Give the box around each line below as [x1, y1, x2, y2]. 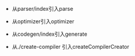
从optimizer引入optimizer [11, 18, 74, 25]
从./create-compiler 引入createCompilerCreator [11, 43, 130, 50]
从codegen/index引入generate [11, 30, 88, 38]
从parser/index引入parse [11, 5, 74, 12]
